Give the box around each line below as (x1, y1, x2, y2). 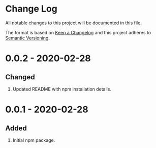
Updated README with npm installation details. (12, 86, 112, 92)
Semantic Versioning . (5, 35, 50, 41)
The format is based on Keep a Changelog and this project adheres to (5, 29, 151, 35)
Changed (5, 73, 35, 81)
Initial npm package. (12, 137, 55, 143)
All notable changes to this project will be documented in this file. (5, 20, 142, 26)
